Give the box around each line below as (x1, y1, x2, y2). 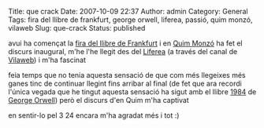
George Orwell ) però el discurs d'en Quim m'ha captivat (8, 96, 189, 104)
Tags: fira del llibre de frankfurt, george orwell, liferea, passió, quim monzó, (8, 15, 253, 24)
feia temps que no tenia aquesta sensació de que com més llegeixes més (8, 71, 246, 79)
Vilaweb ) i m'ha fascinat (8, 55, 87, 64)
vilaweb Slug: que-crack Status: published (8, 24, 146, 32)
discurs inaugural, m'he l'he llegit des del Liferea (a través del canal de (8, 47, 238, 56)
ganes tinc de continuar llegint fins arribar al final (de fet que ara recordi (8, 79, 242, 88)
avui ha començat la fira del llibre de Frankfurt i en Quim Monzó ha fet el (8, 38, 243, 48)
